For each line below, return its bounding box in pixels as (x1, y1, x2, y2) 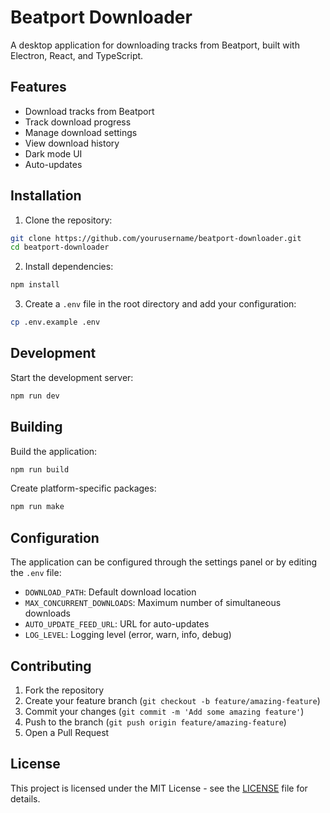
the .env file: (10, 567, 62, 579)
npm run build (10, 464, 70, 475)
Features (10, 79, 67, 96)
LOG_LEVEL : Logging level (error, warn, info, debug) (24, 629, 232, 641)
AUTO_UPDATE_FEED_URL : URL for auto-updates (24, 618, 210, 630)
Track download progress (24, 116, 132, 128)
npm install (10, 280, 60, 290)
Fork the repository (24, 684, 105, 696)
